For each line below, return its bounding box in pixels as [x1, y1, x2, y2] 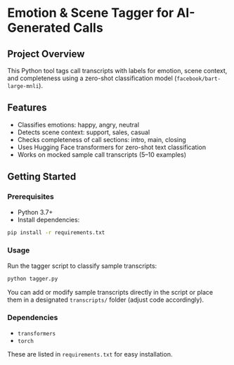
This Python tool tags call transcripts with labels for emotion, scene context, [7, 67, 228, 75]
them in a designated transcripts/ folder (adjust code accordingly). [7, 295, 204, 304]
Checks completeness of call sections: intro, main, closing [17, 135, 186, 143]
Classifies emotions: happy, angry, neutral [17, 120, 139, 129]
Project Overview [7, 48, 85, 60]
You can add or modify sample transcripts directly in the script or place [7, 288, 213, 296]
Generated [7, 20, 71, 36]
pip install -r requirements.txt [7, 229, 105, 236]
